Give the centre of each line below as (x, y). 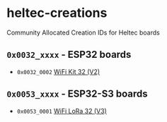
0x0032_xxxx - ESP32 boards (69, 55)
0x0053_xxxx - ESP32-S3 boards (77, 94)
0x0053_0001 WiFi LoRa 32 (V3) (62, 111)
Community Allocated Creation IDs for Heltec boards (83, 32)
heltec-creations (57, 13)
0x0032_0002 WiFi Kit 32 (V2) (58, 71)
